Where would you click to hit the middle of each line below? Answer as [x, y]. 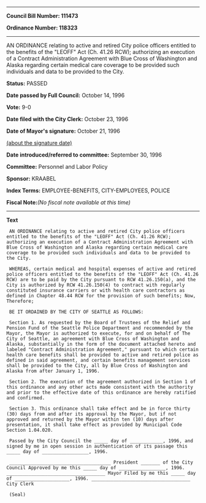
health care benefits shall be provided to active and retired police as [103, 355]
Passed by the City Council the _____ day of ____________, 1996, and [101, 441]
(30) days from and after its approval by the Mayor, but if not [91, 414]
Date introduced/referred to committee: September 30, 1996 [84, 155]
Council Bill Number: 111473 [42, 16]
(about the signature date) [39, 143]
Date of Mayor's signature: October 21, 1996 [63, 131]
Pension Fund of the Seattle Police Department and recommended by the [100, 328]
